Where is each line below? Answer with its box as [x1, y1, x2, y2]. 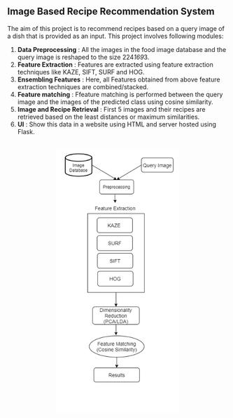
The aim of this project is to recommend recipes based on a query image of [7, 24, 225, 32]
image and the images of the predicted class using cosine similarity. [17, 98, 213, 106]
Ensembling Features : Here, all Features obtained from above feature [17, 75, 220, 84]
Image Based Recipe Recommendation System [7, 6, 215, 18]
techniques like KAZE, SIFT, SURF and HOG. [17, 67, 145, 76]
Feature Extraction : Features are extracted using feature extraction [17, 60, 213, 69]
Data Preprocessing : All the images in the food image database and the [17, 45, 227, 53]
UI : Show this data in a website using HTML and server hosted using [17, 119, 217, 129]
